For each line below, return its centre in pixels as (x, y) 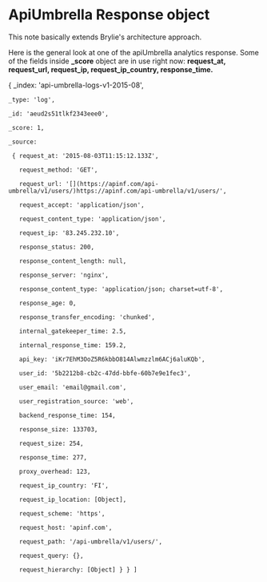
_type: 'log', (32, 99)
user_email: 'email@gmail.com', (73, 387)
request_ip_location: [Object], (73, 499)
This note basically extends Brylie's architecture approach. (105, 37)
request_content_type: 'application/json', (92, 219)
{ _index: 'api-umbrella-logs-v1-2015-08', (76, 85)
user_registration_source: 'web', (76, 401)
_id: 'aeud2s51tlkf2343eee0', (59, 114)
